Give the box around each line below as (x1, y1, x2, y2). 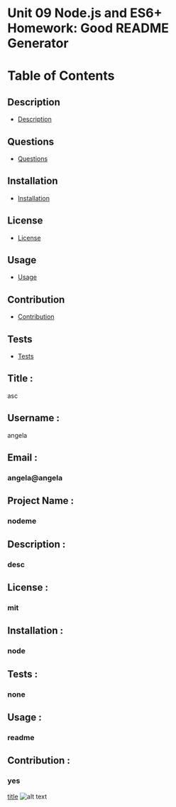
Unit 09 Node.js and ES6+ (7, 5, 163, 21)
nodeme (7, 516, 37, 526)
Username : (7, 412, 60, 424)
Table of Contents (7, 68, 115, 84)
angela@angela (7, 473, 63, 482)
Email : (7, 452, 38, 464)
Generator (7, 36, 69, 51)
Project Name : (7, 495, 75, 507)
